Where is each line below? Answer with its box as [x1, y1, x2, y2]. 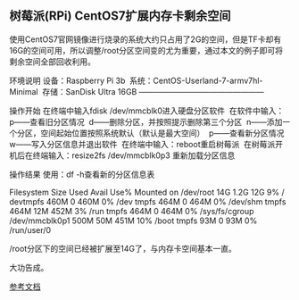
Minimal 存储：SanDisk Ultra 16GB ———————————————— [9, 86, 265, 96]
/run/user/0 [9, 224, 52, 235]
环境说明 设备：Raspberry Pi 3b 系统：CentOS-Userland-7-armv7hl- [9, 75, 263, 86]
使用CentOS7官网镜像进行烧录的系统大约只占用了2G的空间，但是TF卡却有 [9, 34, 282, 45]
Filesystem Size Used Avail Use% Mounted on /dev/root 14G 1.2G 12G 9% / [9, 187, 285, 197]
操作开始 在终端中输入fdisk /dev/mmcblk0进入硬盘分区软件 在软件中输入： [9, 105, 285, 116]
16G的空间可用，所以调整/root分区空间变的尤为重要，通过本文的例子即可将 [9, 45, 284, 55]
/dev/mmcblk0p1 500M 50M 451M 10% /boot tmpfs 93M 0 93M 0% [9, 215, 258, 226]
